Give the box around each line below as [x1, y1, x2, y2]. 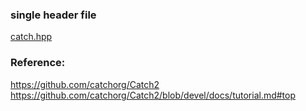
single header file [10, 8, 97, 22]
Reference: [10, 56, 66, 70]
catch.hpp [10, 31, 53, 43]
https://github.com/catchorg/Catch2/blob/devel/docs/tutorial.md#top [10, 89, 297, 101]
